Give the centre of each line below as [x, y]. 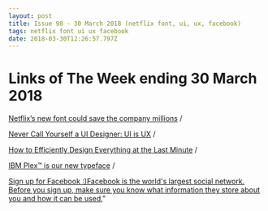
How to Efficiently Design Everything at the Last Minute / [103, 150]
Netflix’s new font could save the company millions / [95, 118]
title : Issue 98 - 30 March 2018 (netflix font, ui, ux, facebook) [125, 24]
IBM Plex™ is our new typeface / [62, 166]
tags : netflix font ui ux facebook [69, 31]
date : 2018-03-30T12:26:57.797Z [63, 39]
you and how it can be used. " [57, 199]
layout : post [30, 16]
